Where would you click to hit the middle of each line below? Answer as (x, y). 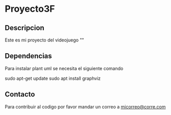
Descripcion (25, 28)
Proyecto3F (30, 9)
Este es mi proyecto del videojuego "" (44, 40)
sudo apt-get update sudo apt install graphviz (53, 78)
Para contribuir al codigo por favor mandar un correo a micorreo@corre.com (85, 107)
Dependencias (28, 56)
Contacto (20, 94)
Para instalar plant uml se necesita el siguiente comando (64, 68)
